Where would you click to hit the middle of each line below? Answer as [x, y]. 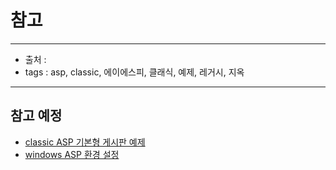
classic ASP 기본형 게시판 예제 [85, 142]
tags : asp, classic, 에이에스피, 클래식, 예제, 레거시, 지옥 [134, 72]
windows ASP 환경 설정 [72, 154]
